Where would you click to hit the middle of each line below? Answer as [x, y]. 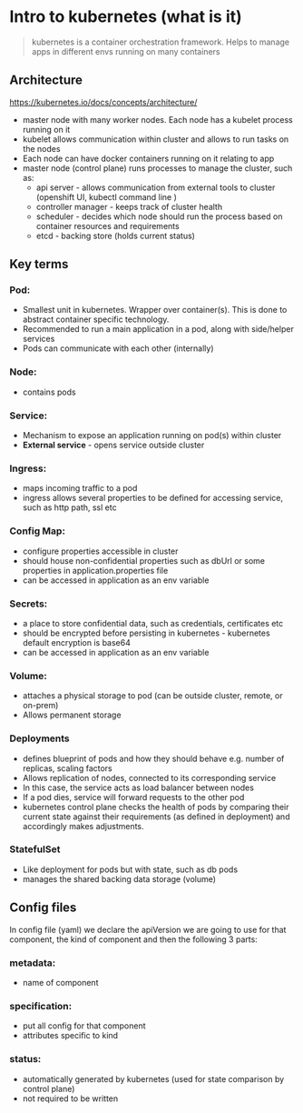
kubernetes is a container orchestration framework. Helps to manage [161, 42]
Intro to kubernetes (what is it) [126, 17]
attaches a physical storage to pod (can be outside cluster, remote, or [152, 696]
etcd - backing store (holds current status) [115, 236]
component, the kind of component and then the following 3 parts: [134, 939]
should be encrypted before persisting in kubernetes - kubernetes [146, 633]
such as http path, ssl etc [69, 507]
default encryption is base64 [77, 642]
